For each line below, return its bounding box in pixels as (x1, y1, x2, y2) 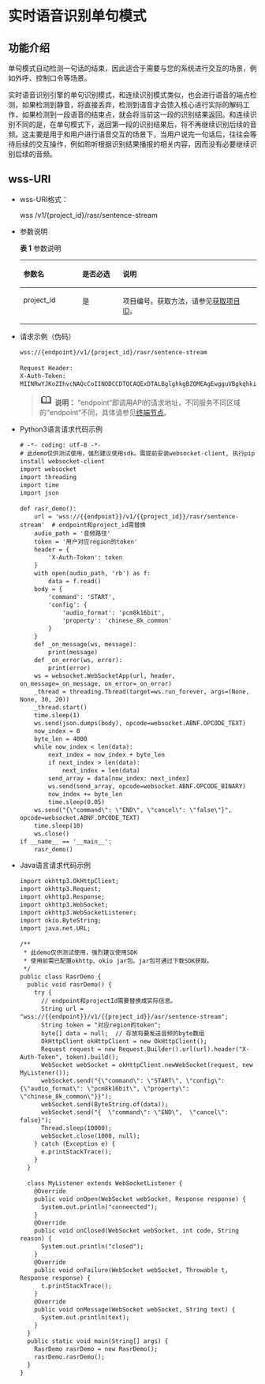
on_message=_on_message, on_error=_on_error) (19, 680, 172, 688)
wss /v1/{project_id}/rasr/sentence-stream (19, 210, 158, 219)
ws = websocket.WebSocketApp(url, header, (34, 672, 176, 680)
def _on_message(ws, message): (34, 641, 137, 649)
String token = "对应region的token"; (40, 1021, 162, 1030)
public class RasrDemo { (19, 973, 102, 981)
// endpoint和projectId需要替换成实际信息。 (40, 997, 177, 1005)
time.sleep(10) (34, 822, 84, 830)
